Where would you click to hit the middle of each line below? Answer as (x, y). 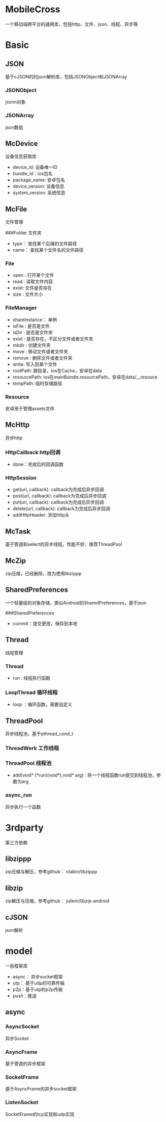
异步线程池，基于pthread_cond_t (39, 734)
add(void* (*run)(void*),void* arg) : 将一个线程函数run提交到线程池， (85, 775)
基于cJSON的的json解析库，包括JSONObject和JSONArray (66, 76)
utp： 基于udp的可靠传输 (39, 983)
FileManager (21, 308)
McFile (16, 209)
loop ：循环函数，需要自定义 (42, 705)
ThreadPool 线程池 (28, 763)
